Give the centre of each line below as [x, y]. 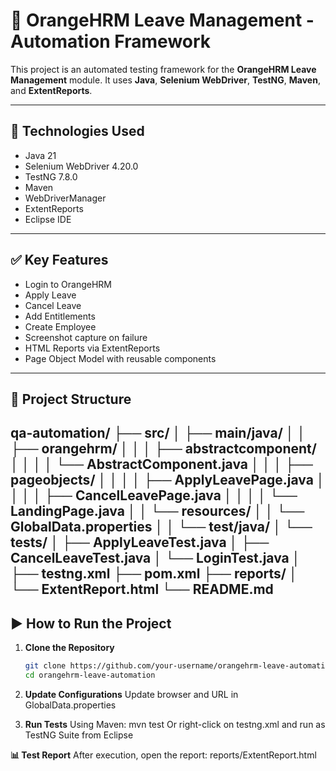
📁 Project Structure [71, 399]
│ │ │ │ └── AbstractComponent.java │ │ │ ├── [161, 464]
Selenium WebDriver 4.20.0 [81, 166]
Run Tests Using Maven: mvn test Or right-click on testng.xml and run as [175, 724]
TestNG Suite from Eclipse [79, 735]
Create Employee [60, 326]
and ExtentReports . [51, 90]
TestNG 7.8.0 [51, 176]
